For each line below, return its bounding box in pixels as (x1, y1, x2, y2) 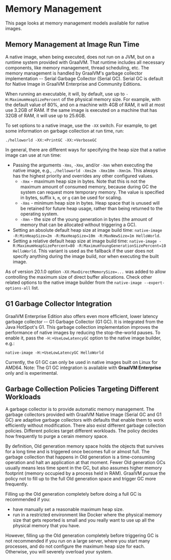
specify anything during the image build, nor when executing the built (12, 253, 159, 259)
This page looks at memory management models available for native (5, 20, 149, 26)
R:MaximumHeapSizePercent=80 (12, 243, 75, 248)
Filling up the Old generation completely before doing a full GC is (5, 491, 142, 497)
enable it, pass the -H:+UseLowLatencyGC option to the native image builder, (5, 335, 162, 341)
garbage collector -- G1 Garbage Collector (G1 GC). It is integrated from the (5, 319, 164, 325)
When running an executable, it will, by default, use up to (5, 90, 125, 97)
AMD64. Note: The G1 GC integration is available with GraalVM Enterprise (5, 364, 161, 371)
